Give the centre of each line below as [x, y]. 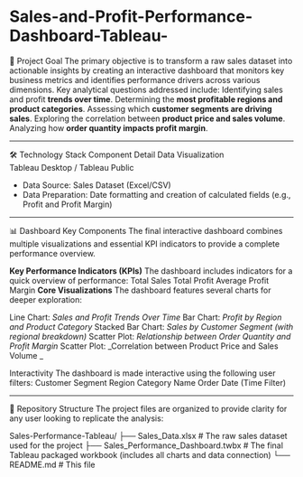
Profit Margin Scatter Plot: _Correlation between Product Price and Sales [144, 346]
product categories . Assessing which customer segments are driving [141, 108]
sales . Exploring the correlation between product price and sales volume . [147, 118]
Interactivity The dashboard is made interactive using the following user [142, 373]
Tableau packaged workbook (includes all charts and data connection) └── [150, 454]
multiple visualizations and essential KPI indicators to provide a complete [145, 243]
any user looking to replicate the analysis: [87, 418]
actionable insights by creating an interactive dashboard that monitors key [147, 70]
